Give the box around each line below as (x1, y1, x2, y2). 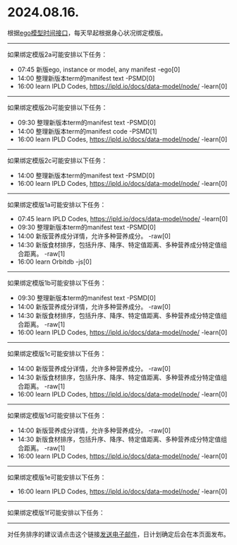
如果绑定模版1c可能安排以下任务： (7, 349, 107, 358)
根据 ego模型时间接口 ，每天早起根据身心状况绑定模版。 (7, 28, 167, 37)
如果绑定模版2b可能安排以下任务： (7, 103, 108, 112)
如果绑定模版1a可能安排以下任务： (7, 200, 107, 209)
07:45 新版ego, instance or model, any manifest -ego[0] (17, 65, 181, 74)
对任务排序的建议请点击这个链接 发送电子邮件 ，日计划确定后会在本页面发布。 (7, 529, 230, 538)
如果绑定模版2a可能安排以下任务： (7, 50, 108, 59)
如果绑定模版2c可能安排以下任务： (7, 156, 108, 165)
